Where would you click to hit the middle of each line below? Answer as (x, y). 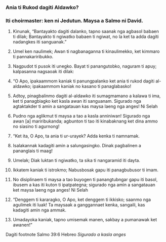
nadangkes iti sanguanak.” (40, 42)
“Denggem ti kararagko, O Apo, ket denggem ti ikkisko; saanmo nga (82, 200)
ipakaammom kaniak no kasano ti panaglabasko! (82, 86)
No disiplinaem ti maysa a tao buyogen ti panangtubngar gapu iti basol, (85, 180)
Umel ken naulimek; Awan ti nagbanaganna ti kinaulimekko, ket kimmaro (86, 51)
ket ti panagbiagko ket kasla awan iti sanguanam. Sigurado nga (77, 101)
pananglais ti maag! (33, 151)
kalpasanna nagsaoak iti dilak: (43, 72)
